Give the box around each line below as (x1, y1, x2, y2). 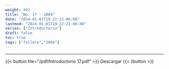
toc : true (5, 35, 26, 40)
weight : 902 (5, 7, 30, 12)
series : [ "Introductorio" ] (5, 26, 62, 31)
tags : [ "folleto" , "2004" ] (5, 40, 59, 45)
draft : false (5, 30, 33, 35)
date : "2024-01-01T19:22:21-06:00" (5, 16, 80, 21)
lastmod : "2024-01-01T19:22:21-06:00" (5, 21, 87, 26)
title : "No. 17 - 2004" (5, 12, 55, 17)
